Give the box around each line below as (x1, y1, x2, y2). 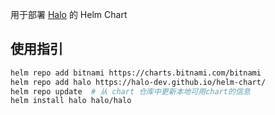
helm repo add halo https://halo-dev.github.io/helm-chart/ (10, 77, 267, 87)
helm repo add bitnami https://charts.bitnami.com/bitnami (10, 68, 262, 78)
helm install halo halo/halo (10, 96, 132, 106)
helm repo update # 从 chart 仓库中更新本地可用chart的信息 (10, 86, 251, 97)
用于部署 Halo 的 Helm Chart (10, 9, 128, 20)
